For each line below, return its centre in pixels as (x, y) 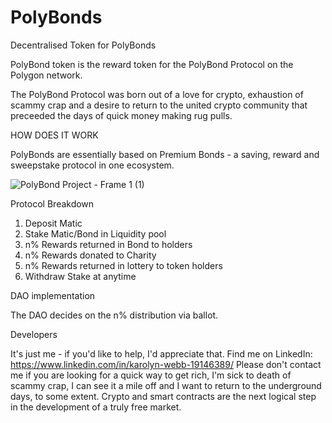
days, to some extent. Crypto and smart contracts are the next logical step (163, 396)
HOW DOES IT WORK (54, 135)
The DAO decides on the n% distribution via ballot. (114, 315)
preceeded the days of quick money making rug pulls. (121, 115)
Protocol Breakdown (52, 203)
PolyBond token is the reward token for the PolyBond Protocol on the (152, 64)
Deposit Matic (53, 223)
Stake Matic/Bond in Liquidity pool (95, 233)
